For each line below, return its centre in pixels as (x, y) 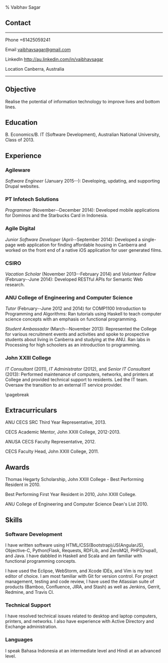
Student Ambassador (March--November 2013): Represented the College (81, 329)
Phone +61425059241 (28, 40)
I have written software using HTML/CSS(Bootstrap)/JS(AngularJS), (75, 545)
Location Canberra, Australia (35, 69)
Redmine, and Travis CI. (30, 592)
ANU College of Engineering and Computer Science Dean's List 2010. (77, 504)
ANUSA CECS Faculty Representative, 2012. (50, 442)
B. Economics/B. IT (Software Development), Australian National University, (83, 134)
